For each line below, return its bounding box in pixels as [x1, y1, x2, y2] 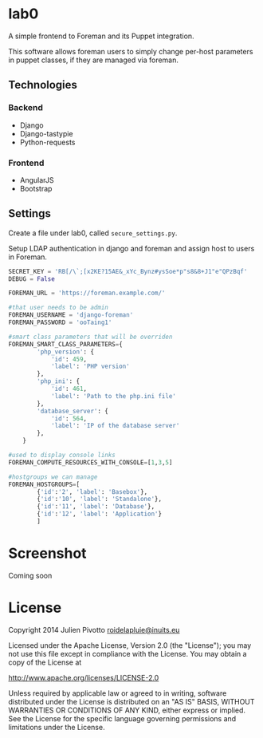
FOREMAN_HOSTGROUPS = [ [8, 480, 80, 488]
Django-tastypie [19, 128, 73, 138]
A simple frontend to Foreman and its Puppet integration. [8, 31, 194, 41]
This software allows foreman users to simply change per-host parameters [8, 46, 253, 56]
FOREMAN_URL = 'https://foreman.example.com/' [8, 289, 166, 298]
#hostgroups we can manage [8, 472, 98, 481]
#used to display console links [8, 452, 116, 460]
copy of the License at [8, 657, 82, 667]
